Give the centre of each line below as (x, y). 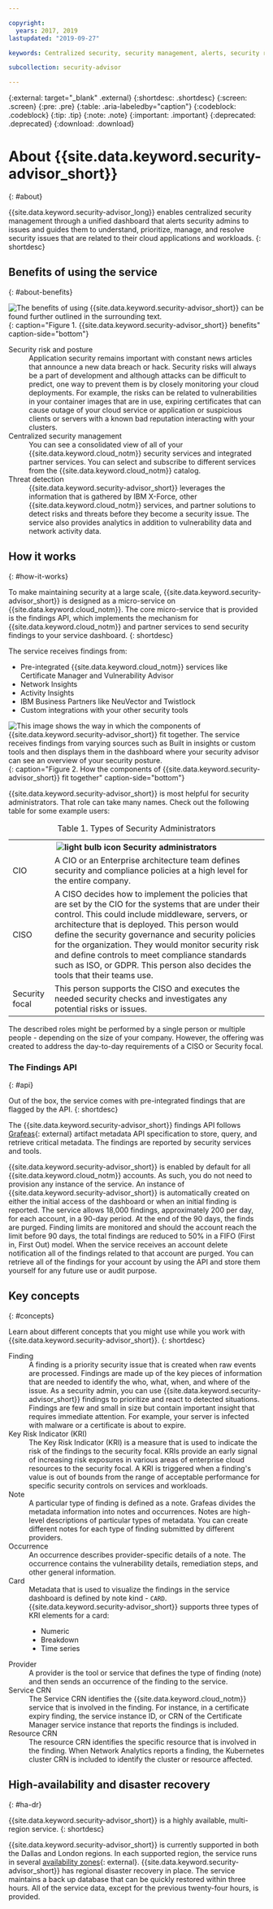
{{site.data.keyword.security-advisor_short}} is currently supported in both (134, 1845)
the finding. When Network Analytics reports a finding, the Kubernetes (147, 1750)
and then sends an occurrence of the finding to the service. (128, 1681)
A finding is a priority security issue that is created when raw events (143, 1365)
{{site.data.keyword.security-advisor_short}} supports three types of (144, 1606)
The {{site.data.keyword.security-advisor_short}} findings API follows (125, 1125)
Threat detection (37, 479)
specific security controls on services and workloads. (119, 1485)
